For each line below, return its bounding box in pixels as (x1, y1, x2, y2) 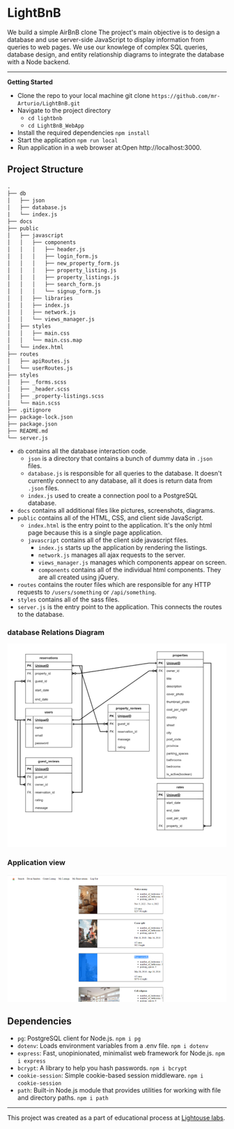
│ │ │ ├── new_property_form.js (7, 260, 120, 267)
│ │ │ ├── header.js (7, 246, 86, 253)
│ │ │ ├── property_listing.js (7, 267, 117, 274)
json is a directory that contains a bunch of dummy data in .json (27, 454, 213, 462)
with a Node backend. (7, 57, 71, 66)
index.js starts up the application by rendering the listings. (38, 543, 208, 551)
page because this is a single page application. (27, 528, 163, 537)
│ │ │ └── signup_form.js (7, 288, 101, 295)
